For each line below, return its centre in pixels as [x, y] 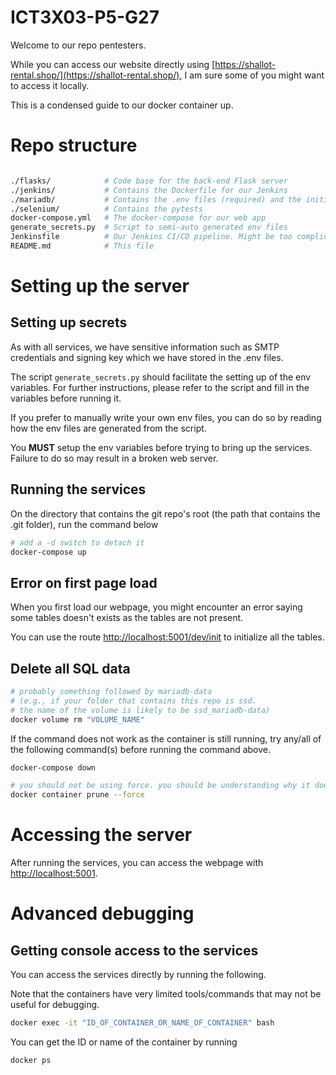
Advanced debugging [102, 913]
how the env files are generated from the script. [108, 428]
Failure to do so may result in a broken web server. [114, 458]
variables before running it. [66, 398]
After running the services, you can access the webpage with [137, 863]
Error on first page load [84, 582]
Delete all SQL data [70, 668]
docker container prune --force [77, 795]
